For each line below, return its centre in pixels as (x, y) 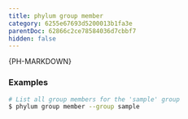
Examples (28, 83)
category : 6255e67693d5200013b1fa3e (70, 23)
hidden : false (33, 38)
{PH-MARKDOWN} (40, 62)
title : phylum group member (56, 16)
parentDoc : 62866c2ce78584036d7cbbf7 (72, 31)
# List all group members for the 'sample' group (94, 99)
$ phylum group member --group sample (74, 107)
